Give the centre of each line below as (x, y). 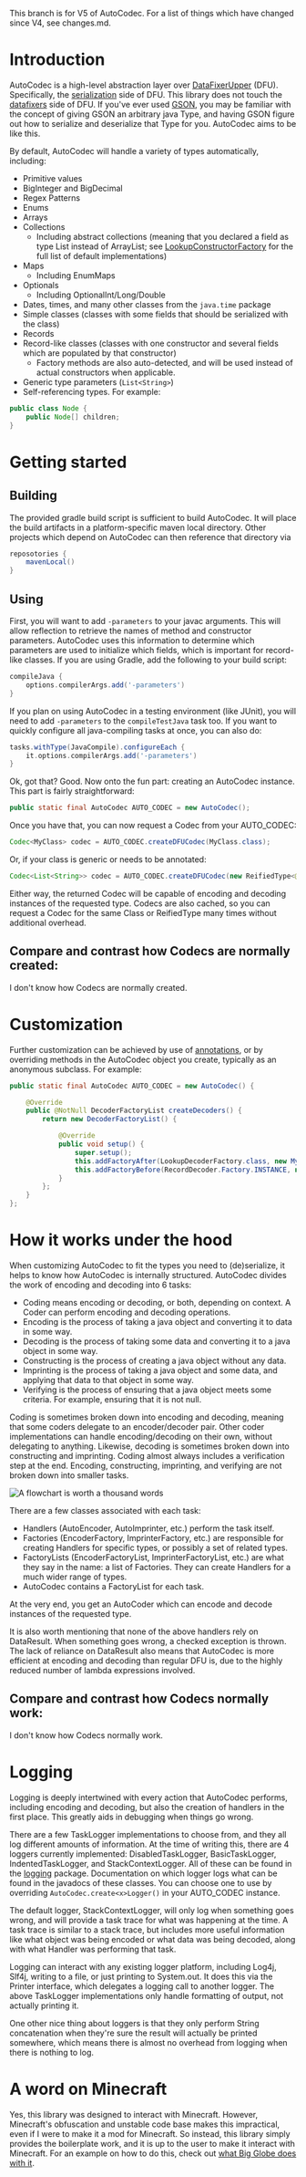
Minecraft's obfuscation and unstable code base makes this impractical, (145, 2124)
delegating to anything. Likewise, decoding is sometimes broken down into (149, 1446)
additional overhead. (48, 922)
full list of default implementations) (102, 255)
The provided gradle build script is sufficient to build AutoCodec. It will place (153, 517)
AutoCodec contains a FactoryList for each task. (113, 1586)
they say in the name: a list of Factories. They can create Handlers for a (157, 1567)
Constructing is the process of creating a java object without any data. (154, 1360)
